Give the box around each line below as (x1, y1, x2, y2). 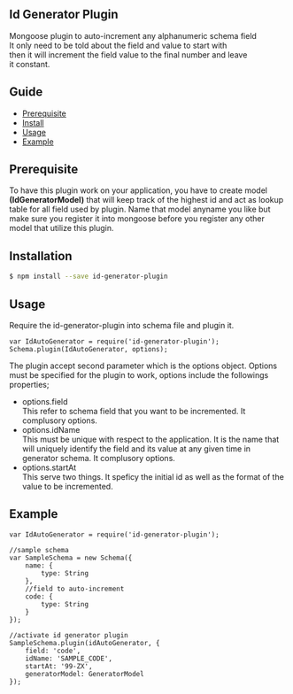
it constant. (9, 58, 50, 69)
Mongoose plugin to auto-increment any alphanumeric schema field (9, 30, 257, 41)
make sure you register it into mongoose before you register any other (9, 213, 266, 224)
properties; (9, 379, 50, 389)
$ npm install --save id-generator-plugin (9, 272, 168, 281)
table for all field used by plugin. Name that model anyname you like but (9, 204, 271, 215)
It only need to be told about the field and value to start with (9, 40, 227, 50)
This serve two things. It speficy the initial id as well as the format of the (21, 471, 285, 482)
